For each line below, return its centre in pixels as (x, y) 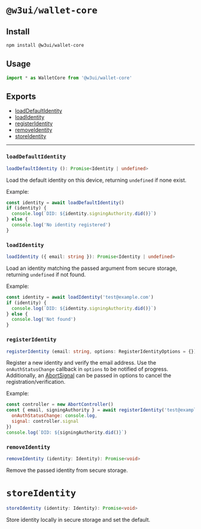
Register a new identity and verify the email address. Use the (81, 363)
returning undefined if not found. (46, 274)
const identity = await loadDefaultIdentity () (65, 203)
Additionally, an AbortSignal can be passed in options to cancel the (89, 375)
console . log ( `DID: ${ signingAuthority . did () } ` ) (67, 432)
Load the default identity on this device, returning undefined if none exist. (96, 180)
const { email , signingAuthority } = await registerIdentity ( (85, 410)
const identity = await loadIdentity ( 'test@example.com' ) (80, 297)
